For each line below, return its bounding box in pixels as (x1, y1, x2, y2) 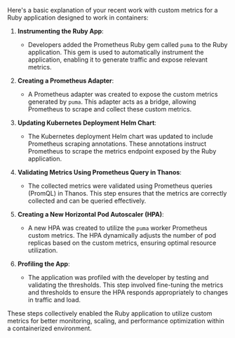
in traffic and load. (27, 296, 81, 304)
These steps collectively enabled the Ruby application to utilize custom (7, 309, 213, 318)
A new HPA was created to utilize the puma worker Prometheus (27, 224, 208, 232)
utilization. (27, 246, 58, 255)
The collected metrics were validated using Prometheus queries (27, 182, 213, 190)
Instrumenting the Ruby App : (17, 27, 104, 35)
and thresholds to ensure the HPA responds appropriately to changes (27, 288, 229, 297)
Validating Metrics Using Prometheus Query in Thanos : (17, 168, 182, 176)
